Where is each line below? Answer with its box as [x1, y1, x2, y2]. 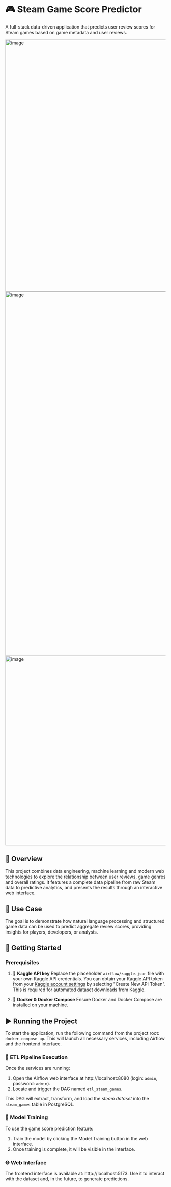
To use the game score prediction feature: [5, 1125, 94, 1132]
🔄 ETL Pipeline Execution [5, 1054, 68, 1061]
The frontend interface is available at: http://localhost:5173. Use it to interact [5, 1170, 165, 1176]
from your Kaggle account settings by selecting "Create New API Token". [12, 981, 166, 987]
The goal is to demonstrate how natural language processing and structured [5, 918, 165, 924]
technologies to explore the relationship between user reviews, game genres [5, 873, 166, 880]
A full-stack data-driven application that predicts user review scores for [5, 23, 155, 30]
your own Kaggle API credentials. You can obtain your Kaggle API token [12, 976, 163, 982]
